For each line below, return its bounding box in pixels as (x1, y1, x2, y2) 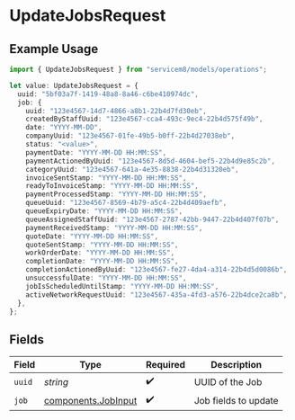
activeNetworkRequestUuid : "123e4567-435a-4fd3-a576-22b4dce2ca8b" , (25, 290, 288, 299)
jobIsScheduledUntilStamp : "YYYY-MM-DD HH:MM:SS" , (25, 281, 219, 290)
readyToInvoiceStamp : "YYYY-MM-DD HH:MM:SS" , (25, 182, 200, 191)
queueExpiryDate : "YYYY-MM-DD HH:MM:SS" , (25, 207, 183, 216)
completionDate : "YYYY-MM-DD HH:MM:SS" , (25, 257, 179, 266)
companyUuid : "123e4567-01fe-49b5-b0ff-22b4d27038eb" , (25, 131, 236, 140)
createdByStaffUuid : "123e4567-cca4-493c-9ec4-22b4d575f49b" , (25, 114, 264, 124)
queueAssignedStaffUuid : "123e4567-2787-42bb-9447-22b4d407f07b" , (25, 215, 280, 224)
